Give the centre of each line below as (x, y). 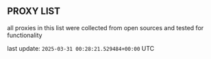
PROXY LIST (34, 11)
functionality (25, 35)
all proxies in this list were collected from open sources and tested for (105, 27)
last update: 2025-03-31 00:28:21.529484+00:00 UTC (81, 48)
